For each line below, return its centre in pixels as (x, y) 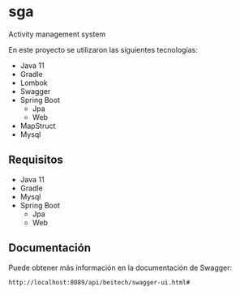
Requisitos (36, 160)
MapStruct (38, 126)
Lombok (34, 83)
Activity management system (57, 34)
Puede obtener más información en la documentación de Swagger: (120, 267)
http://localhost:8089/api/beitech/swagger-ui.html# (99, 282)
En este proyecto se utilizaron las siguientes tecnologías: (103, 49)
